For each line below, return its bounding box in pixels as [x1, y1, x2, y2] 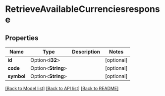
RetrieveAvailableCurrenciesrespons [5, 3, 160, 15]
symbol [7, 73, 26, 80]
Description [71, 48, 101, 55]
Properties [5, 34, 39, 42]
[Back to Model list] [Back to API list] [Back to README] [5, 86, 119, 91]
